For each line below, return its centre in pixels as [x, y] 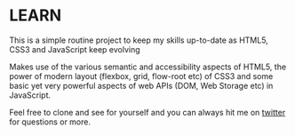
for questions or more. [50, 122]
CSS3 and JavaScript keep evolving [75, 49]
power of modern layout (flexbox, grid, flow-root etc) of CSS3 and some [141, 76]
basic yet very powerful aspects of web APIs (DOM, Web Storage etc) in [141, 85]
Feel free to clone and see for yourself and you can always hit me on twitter [147, 112]
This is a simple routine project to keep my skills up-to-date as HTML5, [139, 40]
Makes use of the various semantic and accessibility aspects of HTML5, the [148, 67]
